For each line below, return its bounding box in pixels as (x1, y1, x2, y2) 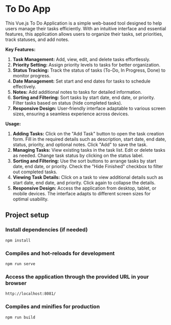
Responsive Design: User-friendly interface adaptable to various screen (12, 105, 166, 111)
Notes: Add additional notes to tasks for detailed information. (12, 89, 142, 95)
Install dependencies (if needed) (5, 226, 88, 233)
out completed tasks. (12, 169, 57, 175)
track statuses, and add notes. (5, 36, 70, 43)
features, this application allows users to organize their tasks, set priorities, (5, 31, 163, 37)
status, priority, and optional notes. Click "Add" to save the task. (12, 141, 148, 148)
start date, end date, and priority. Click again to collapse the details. (12, 179, 156, 186)
